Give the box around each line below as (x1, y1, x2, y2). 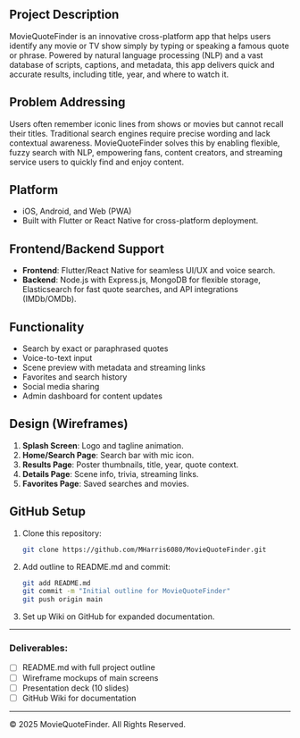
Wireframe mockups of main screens (21, 672, 159, 683)
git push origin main (21, 595, 103, 604)
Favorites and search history (21, 372, 128, 382)
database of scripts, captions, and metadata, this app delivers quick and (9, 59, 275, 70)
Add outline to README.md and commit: (21, 561, 171, 572)
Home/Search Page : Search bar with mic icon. (21, 449, 195, 460)
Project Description (9, 7, 120, 22)
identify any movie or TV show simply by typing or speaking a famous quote (9, 40, 290, 51)
